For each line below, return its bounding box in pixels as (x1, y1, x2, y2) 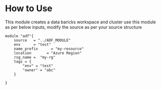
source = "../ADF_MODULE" (14, 37, 71, 43)
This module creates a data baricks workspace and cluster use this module (5, 19, 156, 25)
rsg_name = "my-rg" (14, 54, 56, 60)
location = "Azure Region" (14, 51, 82, 55)
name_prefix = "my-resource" (14, 46, 84, 51)
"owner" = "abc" (22, 68, 56, 72)
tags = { (14, 59, 32, 64)
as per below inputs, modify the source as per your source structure (5, 24, 142, 30)
